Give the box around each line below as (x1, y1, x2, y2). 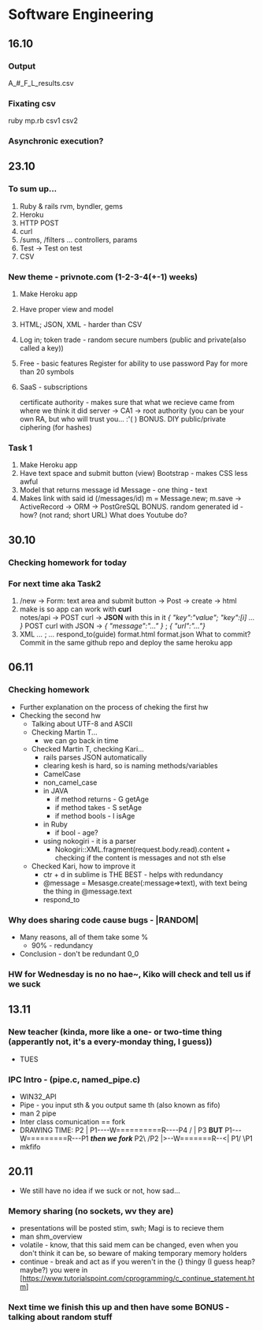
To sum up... (8, 184, 57, 195)
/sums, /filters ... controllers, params (19, 235, 138, 244)
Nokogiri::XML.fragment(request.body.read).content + (54, 845, 231, 854)
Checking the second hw (19, 711, 101, 720)
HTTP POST (19, 218, 59, 228)
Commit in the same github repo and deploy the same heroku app (19, 637, 233, 647)
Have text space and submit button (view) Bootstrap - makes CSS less (19, 469, 248, 478)
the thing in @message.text (43, 886, 132, 896)
